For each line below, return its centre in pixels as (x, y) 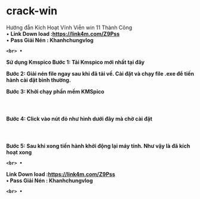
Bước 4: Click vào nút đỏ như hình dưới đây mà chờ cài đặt (79, 119)
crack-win (32, 11)
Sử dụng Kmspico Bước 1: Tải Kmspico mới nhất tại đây (76, 62)
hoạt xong (19, 152)
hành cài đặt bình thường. (39, 80)
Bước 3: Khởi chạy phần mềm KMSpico (55, 91)
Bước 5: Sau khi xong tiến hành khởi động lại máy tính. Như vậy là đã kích (98, 146)
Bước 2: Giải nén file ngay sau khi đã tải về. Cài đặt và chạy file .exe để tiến (100, 73)
